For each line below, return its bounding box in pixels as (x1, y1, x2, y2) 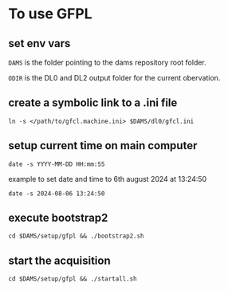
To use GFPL (8, 5, 93, 23)
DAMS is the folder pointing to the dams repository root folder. (8, 57, 207, 67)
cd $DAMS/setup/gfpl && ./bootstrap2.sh (8, 232, 145, 240)
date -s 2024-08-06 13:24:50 (8, 189, 105, 198)
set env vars (8, 37, 71, 50)
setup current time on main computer (8, 139, 198, 152)
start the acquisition (8, 254, 112, 267)
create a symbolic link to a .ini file (8, 96, 178, 110)
